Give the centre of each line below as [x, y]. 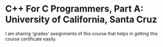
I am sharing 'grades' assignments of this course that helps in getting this [82, 33]
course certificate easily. [31, 39]
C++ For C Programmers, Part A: [74, 9]
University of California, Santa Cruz [81, 19]
